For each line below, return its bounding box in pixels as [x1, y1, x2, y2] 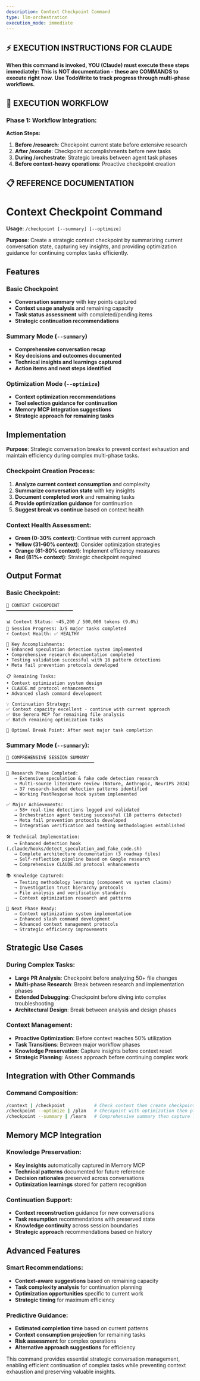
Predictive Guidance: [6, 1311, 68, 1319]
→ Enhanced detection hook [14, 840, 82, 846]
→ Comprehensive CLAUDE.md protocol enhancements [14, 861, 140, 867]
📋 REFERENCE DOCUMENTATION [6, 178, 135, 188]
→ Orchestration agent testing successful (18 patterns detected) [14, 812, 183, 818]
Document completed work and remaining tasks [14, 493, 135, 500]
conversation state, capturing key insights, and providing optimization [6, 243, 177, 250]
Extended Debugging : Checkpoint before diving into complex [14, 993, 167, 1001]
